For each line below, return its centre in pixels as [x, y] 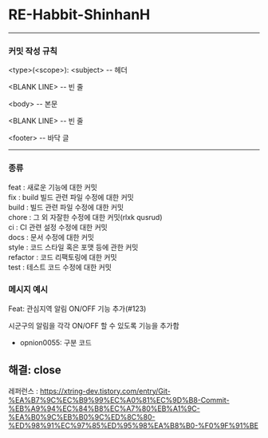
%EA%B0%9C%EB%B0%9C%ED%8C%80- [82, 416]
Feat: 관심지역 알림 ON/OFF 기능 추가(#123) [77, 309]
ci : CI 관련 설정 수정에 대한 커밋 [58, 227]
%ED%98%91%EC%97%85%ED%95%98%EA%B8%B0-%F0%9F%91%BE [134, 425]
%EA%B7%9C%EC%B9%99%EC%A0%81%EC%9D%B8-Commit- [119, 400]
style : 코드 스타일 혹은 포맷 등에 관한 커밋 [73, 247]
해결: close [35, 370]
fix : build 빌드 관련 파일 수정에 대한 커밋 [71, 197]
